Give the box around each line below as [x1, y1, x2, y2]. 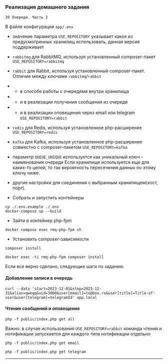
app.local [76, 295, 97, 300]
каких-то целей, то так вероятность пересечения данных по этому [12, 165, 156, 171]
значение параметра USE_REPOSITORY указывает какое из [12, 34, 133, 40]
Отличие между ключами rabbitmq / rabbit [12, 73, 101, 79]
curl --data [5, 286, 30, 291]
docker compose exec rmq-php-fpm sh [5, 227, 81, 232]
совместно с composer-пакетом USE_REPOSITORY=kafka [12, 144, 127, 150]
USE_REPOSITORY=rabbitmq [12, 59, 64, 64]
